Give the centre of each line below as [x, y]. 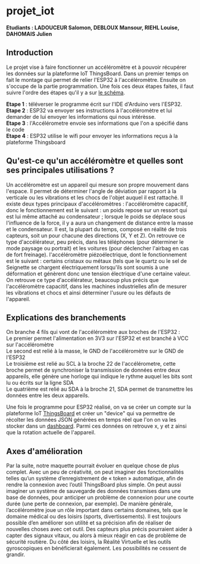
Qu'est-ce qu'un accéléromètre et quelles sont [95, 161]
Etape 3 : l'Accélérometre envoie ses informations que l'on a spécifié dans [97, 123]
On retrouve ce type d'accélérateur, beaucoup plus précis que [82, 280]
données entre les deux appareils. [48, 396]
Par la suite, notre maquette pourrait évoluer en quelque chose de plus [93, 466]
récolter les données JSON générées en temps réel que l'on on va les [91, 420]
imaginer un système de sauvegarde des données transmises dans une [94, 491]
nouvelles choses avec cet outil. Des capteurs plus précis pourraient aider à [99, 529]
